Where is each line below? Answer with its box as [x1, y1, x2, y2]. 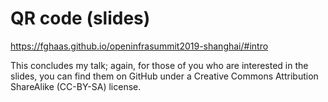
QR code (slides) [10, 7, 151, 30]
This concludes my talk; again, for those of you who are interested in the [10, 59, 309, 71]
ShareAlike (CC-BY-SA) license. [10, 80, 142, 92]
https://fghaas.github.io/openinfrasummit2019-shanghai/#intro [10, 40, 269, 52]
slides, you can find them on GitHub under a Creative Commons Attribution [10, 70, 319, 82]
